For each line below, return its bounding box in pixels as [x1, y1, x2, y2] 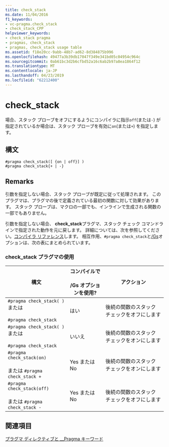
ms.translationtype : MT [5, 63, 55, 69]
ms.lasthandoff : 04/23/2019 [5, 73, 64, 78]
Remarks [5, 177, 34, 185]
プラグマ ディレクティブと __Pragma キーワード [5, 436, 104, 442]
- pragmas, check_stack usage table [5, 45, 82, 50]
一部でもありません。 [5, 210, 49, 216]
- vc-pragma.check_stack [5, 21, 57, 27]
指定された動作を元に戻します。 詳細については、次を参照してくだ [18, 227, 155, 233]
